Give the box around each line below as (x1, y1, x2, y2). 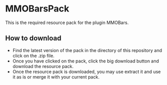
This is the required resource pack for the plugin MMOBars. (5, 19, 129, 25)
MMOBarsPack (5, 3, 70, 14)
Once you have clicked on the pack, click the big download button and (12, 58, 159, 64)
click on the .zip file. (12, 52, 54, 58)
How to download (5, 34, 62, 42)
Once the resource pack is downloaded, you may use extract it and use (12, 68, 161, 74)
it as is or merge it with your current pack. (12, 73, 100, 80)
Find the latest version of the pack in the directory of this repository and (12, 47, 162, 53)
